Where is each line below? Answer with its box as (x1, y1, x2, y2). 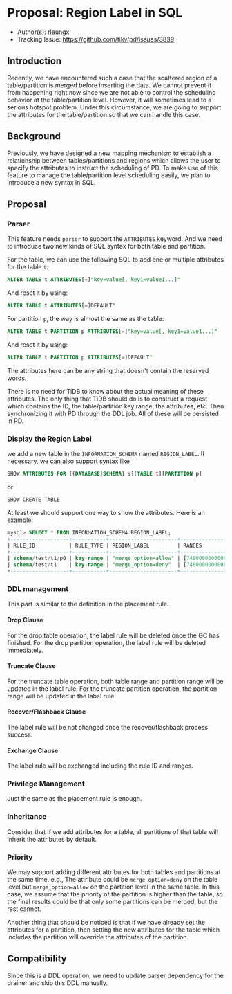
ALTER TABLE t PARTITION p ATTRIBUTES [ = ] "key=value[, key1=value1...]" (7, 328, 217, 335)
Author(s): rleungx (17, 28, 70, 36)
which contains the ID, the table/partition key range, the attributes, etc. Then (7, 401, 224, 410)
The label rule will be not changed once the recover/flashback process (7, 723, 209, 731)
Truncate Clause (7, 662, 57, 670)
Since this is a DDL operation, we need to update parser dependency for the (7, 971, 224, 979)
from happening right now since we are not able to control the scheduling (7, 88, 216, 96)
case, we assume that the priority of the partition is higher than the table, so (7, 890, 223, 898)
